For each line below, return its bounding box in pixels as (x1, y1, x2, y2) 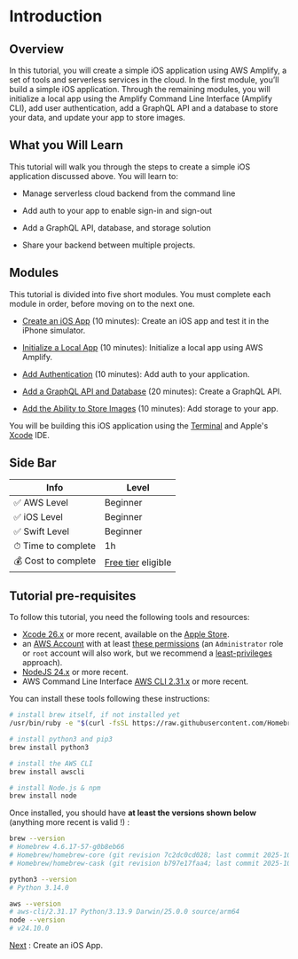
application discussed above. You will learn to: (9, 170, 179, 181)
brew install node (9, 791, 77, 800)
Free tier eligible (105, 556, 172, 569)
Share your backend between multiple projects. (21, 240, 196, 250)
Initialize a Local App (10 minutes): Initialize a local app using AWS (21, 342, 263, 352)
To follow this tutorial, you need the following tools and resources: (9, 612, 250, 623)
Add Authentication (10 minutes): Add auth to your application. (21, 368, 250, 379)
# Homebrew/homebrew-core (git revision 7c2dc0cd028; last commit (9, 851, 260, 860)
